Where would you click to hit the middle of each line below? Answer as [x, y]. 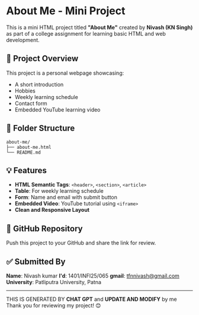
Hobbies [25, 91]
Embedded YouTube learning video [57, 109]
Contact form [31, 103]
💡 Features [27, 170]
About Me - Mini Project [66, 11]
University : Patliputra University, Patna [54, 282]
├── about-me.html [29, 147]
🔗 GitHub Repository [44, 229]
